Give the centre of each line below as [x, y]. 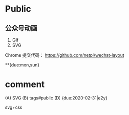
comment [25, 85]
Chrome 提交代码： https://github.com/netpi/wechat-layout [65, 55]
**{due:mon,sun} [22, 65]
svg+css [14, 107]
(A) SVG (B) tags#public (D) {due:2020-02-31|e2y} [56, 98]
